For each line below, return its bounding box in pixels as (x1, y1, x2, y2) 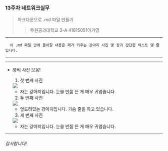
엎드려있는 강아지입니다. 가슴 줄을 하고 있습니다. (19, 106, 113, 112)
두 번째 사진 (19, 95, 43, 101)
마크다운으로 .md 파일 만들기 (17, 16, 74, 23)
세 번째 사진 (19, 112, 43, 118)
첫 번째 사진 (19, 77, 43, 83)
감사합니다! (5, 141, 27, 147)
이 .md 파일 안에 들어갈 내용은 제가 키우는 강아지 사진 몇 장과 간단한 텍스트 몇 (9, 43, 154, 48)
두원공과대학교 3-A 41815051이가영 (29, 27, 99, 33)
